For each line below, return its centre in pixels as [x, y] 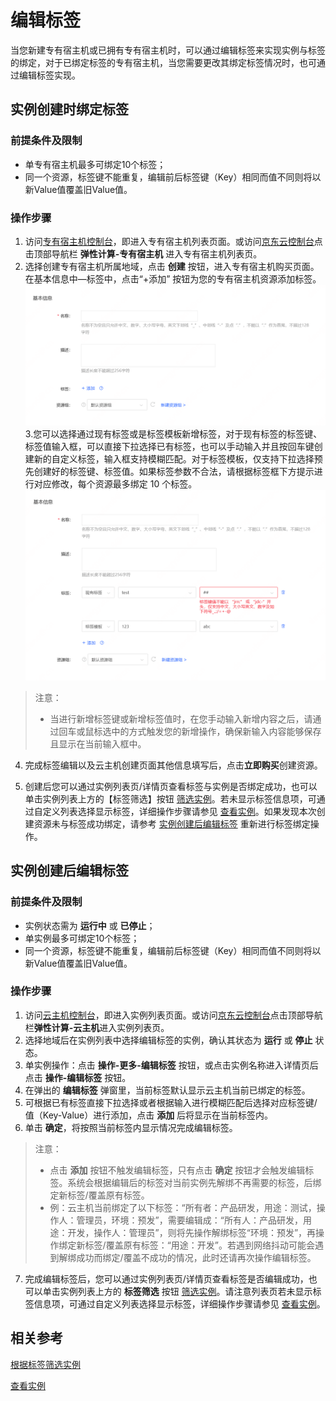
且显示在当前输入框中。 [98, 743]
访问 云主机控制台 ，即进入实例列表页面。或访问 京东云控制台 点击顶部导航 [173, 1015]
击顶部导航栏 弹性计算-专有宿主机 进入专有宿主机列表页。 [143, 253]
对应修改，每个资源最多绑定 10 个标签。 [115, 484]
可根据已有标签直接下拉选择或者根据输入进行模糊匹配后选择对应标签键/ [171, 1102]
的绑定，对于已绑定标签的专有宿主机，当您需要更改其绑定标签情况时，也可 [163, 62]
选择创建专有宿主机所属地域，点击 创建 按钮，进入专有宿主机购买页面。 [172, 266]
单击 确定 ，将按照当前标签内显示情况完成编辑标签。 [131, 1127]
